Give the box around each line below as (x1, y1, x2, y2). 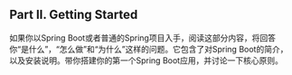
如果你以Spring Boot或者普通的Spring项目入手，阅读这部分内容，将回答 (9, 32, 276, 43)
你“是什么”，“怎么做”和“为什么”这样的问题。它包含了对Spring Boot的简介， (9, 43, 288, 54)
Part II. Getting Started (9, 7, 138, 23)
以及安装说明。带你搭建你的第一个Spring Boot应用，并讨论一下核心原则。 (9, 54, 283, 66)
